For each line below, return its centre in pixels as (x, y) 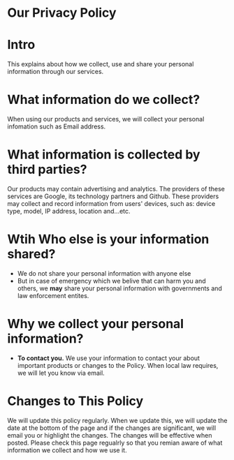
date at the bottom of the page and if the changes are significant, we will (112, 428)
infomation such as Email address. (57, 126)
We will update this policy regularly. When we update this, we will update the (117, 420)
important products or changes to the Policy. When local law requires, (118, 365)
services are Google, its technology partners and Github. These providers (113, 196)
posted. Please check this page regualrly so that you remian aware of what (115, 443)
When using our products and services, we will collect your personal (106, 119)
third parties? (47, 170)
